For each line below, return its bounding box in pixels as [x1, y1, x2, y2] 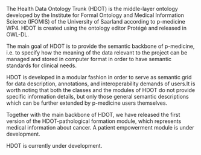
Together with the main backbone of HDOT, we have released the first [6, 111, 180, 118]
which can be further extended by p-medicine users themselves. [6, 99, 168, 107]
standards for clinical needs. [6, 62, 77, 69]
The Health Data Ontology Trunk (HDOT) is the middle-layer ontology [6, 5, 178, 12]
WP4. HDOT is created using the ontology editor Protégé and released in [6, 24, 187, 31]
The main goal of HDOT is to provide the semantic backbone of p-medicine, [6, 42, 195, 50]
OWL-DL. [6, 31, 29, 38]
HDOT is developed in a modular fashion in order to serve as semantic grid [6, 74, 192, 81]
